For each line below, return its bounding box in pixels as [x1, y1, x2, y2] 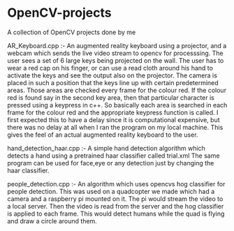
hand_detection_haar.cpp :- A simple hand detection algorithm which [7, 144, 206, 152]
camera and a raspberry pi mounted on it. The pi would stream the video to [7, 194, 224, 203]
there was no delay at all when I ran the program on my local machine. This [7, 123, 224, 131]
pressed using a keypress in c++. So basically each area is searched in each [7, 100, 228, 109]
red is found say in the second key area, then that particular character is [7, 93, 214, 102]
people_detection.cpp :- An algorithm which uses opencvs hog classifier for [7, 179, 226, 188]
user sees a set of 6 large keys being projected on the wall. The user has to [7, 56, 224, 64]
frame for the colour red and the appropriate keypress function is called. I [7, 108, 219, 117]
